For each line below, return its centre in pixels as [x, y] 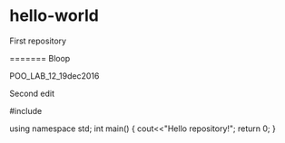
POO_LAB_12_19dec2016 [54, 76]
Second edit [32, 93]
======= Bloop [40, 58]
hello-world [54, 16]
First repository [38, 41]
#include [26, 110]
